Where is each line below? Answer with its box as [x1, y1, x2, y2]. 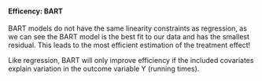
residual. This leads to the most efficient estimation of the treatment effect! [8, 40, 251, 50]
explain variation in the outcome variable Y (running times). [8, 64, 200, 74]
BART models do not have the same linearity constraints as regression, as [8, 24, 248, 33]
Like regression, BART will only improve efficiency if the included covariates [8, 56, 254, 65]
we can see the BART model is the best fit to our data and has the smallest [8, 32, 250, 42]
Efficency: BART [8, 6, 63, 16]
